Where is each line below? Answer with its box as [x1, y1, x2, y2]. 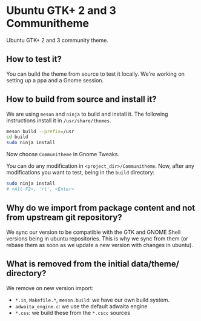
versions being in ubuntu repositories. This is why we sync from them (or [6, 234, 189, 242]
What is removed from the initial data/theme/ [6, 259, 180, 270]
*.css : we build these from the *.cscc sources [15, 309, 130, 316]
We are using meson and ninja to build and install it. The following [6, 110, 168, 117]
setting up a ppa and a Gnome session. [6, 76, 104, 84]
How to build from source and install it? [6, 94, 157, 105]
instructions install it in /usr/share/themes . [6, 116, 111, 124]
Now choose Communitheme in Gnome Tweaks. [6, 151, 120, 158]
